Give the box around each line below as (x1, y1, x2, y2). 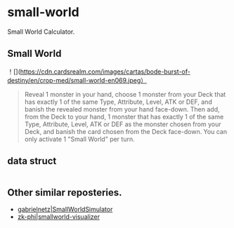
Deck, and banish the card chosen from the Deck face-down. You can (24, 127, 227, 135)
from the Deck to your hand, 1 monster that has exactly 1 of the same (24, 112, 224, 121)
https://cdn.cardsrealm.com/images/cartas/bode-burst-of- (20, 67, 191, 76)
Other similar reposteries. (7, 187, 122, 199)
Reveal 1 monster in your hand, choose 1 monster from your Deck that (24, 90, 226, 98)
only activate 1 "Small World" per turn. (24, 135, 135, 143)
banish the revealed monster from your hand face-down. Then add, (24, 105, 220, 113)
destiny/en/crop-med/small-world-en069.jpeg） (7, 76, 148, 84)
